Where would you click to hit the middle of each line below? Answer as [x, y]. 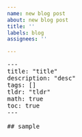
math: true [25, 99]
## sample [23, 127]
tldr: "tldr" [29, 92]
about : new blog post [38, 20]
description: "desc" [42, 78]
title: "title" [32, 72]
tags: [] [22, 85]
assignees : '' [27, 39]
